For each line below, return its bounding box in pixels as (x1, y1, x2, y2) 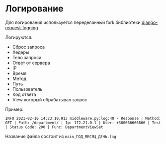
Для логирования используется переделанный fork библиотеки (5, 19, 141, 25)
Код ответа (12, 91, 36, 97)
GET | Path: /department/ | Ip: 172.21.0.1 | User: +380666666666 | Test (5, 120, 162, 125)
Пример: (5, 106, 24, 112)
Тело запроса (12, 54, 42, 60)
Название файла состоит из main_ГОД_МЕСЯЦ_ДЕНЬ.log (5, 133, 116, 139)
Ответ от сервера (12, 60, 50, 66)
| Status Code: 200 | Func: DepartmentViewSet (5, 125, 103, 130)
